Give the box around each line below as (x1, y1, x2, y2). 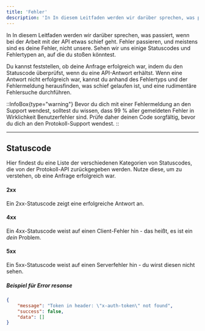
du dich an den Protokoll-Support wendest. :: (6, 119, 120, 127)
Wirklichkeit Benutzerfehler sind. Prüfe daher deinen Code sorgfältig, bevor (6, 113, 196, 121)
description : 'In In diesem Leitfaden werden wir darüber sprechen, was (6, 15, 195, 21)
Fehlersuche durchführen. (6, 88, 72, 96)
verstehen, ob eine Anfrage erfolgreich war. (6, 172, 116, 180)
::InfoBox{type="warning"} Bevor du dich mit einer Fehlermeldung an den (6, 100, 191, 107)
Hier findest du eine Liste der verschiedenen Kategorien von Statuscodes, (6, 159, 192, 166)
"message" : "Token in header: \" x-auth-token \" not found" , (17, 302, 173, 308)
